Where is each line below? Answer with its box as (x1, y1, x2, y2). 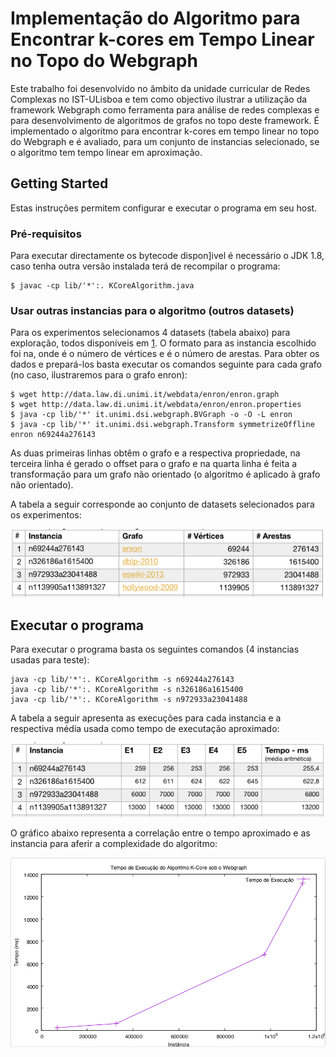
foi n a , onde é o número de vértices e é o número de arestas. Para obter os (10, 348, 320, 360)
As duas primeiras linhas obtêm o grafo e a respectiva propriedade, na (10, 447, 301, 459)
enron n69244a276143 (10, 430, 97, 440)
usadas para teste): (10, 654, 90, 666)
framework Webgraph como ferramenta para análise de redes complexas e (10, 103, 320, 116)
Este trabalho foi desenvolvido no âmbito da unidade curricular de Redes (10, 82, 311, 94)
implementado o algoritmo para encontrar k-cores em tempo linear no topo (10, 125, 320, 137)
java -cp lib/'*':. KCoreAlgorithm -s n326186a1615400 (10, 685, 244, 695)
